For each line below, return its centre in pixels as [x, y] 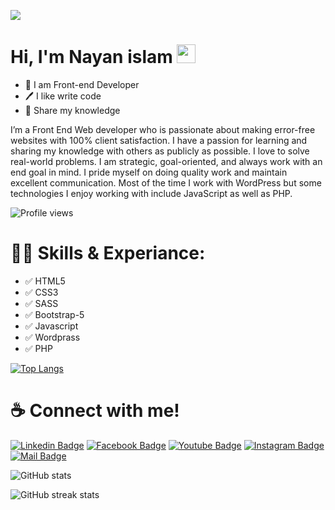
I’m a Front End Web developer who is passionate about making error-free [163, 129]
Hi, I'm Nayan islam [91, 57]
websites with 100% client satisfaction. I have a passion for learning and [159, 140]
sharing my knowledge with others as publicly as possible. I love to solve [160, 151]
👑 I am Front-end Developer [82, 84]
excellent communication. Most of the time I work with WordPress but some [166, 182]
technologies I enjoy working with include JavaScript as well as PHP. [151, 193]
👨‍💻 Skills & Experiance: [108, 253]
